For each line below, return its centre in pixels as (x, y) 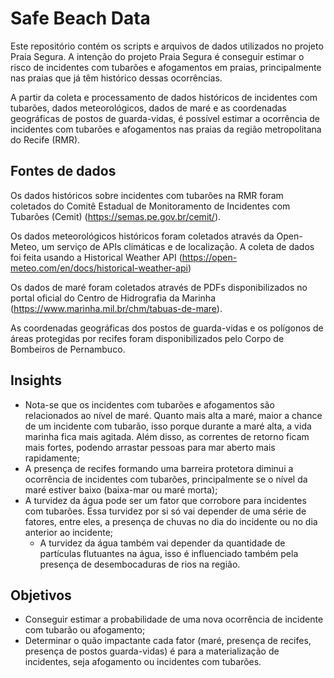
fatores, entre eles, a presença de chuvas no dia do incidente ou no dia (171, 521)
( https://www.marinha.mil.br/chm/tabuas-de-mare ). (116, 308)
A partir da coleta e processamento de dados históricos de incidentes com (164, 97)
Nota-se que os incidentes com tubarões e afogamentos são (149, 404)
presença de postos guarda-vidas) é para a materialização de (152, 651)
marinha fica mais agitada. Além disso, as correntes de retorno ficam (167, 436)
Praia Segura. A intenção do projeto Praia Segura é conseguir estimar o (157, 56)
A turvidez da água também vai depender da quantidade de (162, 543)
